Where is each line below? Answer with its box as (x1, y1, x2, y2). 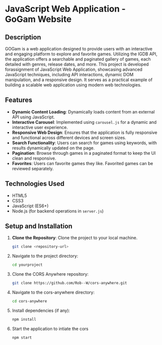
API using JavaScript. (12, 114, 55, 120)
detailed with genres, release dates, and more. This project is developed (5, 62, 149, 67)
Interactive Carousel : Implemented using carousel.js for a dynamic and (12, 119, 157, 125)
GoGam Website (5, 14, 72, 25)
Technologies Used (5, 180, 64, 188)
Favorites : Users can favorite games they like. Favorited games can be (12, 160, 153, 166)
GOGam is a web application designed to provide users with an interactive (5, 46, 153, 51)
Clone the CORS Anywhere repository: (12, 271, 88, 277)
